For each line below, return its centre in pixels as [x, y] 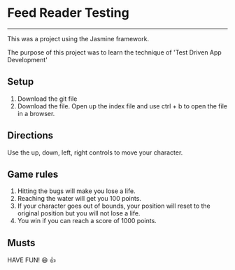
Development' [27, 59]
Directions [30, 135]
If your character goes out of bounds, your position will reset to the [114, 206]
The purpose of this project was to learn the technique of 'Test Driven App [114, 52]
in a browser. [36, 113]
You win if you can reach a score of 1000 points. [87, 221]
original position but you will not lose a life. [79, 213]
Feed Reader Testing [68, 13]
